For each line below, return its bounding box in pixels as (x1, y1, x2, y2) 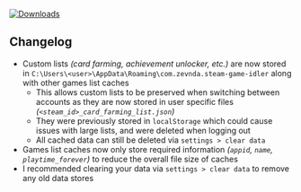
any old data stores (22, 172, 94, 183)
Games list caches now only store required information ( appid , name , (22, 144, 274, 154)
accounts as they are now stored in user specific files (35, 96, 234, 107)
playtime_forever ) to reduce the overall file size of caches (22, 153, 238, 164)
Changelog (9, 34, 73, 49)
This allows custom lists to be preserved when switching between (35, 86, 280, 98)
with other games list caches (22, 77, 129, 88)
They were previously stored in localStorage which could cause (35, 115, 273, 126)
